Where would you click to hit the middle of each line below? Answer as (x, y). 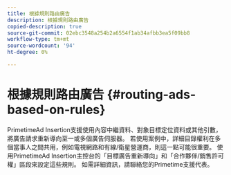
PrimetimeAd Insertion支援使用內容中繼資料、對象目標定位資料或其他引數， (114, 129)
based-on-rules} (56, 110)
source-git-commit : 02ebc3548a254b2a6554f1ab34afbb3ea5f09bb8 (99, 33)
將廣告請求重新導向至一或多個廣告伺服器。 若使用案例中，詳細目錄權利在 (111, 138)
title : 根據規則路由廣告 (39, 13)
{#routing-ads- (151, 95)
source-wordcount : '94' (41, 46)
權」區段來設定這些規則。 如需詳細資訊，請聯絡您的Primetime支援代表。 (110, 164)
